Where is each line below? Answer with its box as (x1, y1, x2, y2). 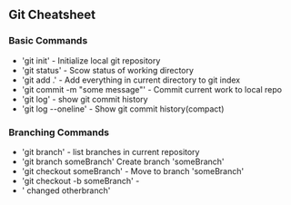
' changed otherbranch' (21, 185, 111, 196)
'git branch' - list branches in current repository (21, 146, 200, 157)
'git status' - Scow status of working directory (21, 64, 195, 75)
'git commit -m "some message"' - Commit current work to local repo (21, 83, 283, 94)
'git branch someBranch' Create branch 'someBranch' (21, 156, 225, 167)
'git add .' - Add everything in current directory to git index (21, 74, 241, 85)
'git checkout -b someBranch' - (21, 175, 140, 186)
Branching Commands (8, 126, 110, 139)
